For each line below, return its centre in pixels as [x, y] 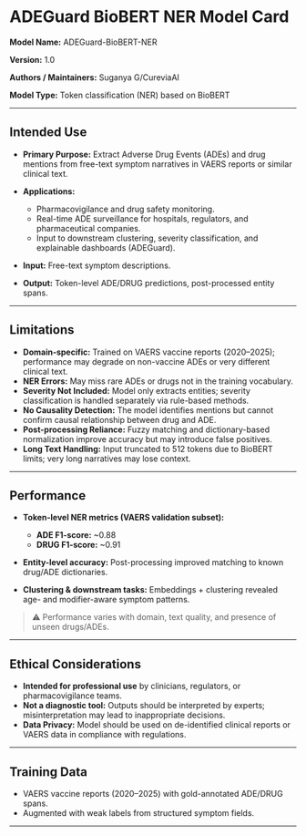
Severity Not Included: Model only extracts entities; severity [136, 390]
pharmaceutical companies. [88, 228]
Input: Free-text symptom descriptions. [97, 265]
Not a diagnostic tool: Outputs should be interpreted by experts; [144, 706]
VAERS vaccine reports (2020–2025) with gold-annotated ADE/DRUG [153, 794]
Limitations [42, 330]
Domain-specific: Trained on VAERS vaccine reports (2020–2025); [149, 352]
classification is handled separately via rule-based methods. [136, 400]
